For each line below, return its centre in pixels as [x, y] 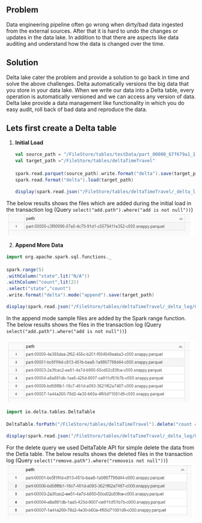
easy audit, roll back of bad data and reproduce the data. [77, 109]
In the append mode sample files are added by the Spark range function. [96, 318]
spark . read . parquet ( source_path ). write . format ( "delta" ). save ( [94, 174]
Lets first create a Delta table [62, 128]
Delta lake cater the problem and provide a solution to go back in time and [98, 77]
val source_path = [38, 154]
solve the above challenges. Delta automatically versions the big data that [98, 83]
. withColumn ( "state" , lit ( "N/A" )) [48, 276]
